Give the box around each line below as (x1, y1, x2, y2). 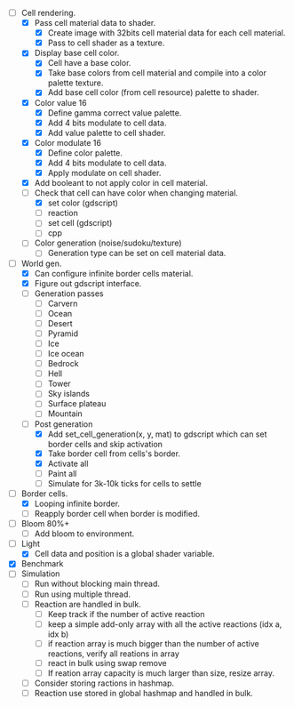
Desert (47, 317, 73, 328)
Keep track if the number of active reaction (47, 608, 205, 619)
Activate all (47, 458, 89, 469)
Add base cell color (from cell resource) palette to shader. (47, 87, 259, 98)
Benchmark (20, 558, 64, 569)
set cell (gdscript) (47, 218, 113, 229)
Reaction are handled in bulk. (34, 599, 141, 609)
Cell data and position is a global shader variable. (34, 549, 215, 559)
